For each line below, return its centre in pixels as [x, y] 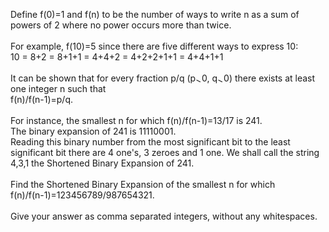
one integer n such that [58, 88]
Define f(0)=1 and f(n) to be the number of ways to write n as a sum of [155, 14]
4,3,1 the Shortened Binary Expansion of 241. [102, 163]
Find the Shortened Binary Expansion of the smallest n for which [143, 184]
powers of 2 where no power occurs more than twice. [121, 25]
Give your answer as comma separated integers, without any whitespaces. [164, 216]
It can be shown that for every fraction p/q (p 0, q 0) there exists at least [163, 78]
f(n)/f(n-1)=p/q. [41, 99]
